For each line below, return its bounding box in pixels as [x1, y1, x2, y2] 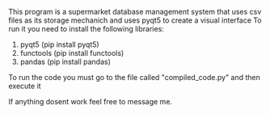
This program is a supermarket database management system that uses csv [8, 7, 262, 16]
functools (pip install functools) [19, 49, 124, 57]
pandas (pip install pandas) [19, 57, 112, 66]
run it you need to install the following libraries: [8, 24, 164, 33]
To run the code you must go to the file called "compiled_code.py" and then [8, 73, 261, 82]
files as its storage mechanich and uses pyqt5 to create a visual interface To [8, 15, 262, 25]
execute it [8, 81, 42, 91]
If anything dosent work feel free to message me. [8, 97, 172, 106]
